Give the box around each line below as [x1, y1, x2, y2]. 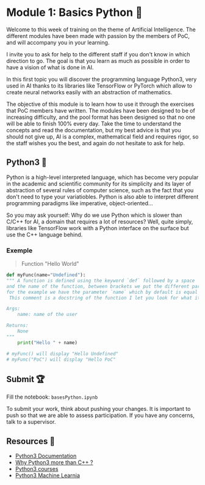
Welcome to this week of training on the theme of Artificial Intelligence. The [6, 26, 196, 33]
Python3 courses [15, 465, 59, 473]
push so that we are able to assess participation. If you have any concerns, [6, 412, 195, 419]
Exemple [6, 246, 33, 255]
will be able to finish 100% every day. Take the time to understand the [6, 119, 181, 127]
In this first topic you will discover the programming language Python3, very [6, 75, 197, 83]
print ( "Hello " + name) [17, 339, 78, 345]
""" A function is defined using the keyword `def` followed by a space [6, 277, 195, 284]
